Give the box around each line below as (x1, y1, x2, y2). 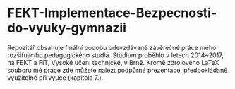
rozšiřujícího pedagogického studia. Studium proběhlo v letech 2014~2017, (7, 51, 224, 59)
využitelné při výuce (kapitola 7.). (7, 73, 104, 82)
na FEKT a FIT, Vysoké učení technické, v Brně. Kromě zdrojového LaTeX (7, 58, 219, 66)
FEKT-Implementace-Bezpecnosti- (7, 5, 217, 21)
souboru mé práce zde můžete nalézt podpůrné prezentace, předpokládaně (7, 66, 228, 74)
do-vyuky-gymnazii (7, 20, 127, 36)
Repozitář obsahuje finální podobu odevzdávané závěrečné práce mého (7, 43, 217, 52)
